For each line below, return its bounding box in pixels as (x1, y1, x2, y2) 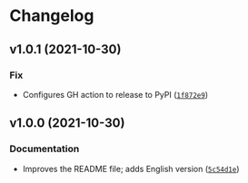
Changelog (9, 5, 94, 26)
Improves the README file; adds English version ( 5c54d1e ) (22, 163, 240, 174)
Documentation (9, 142, 80, 155)
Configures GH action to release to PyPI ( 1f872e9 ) (22, 89, 209, 100)
